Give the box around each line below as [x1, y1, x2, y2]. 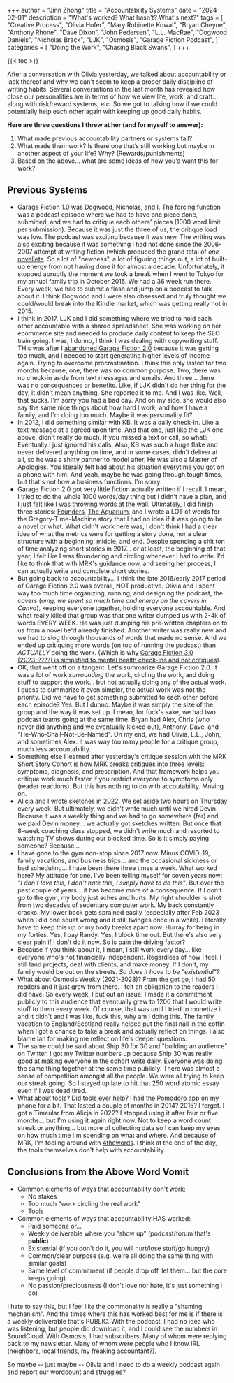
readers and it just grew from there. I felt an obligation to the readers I [17, 982, 218, 991]
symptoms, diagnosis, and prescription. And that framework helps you [17, 767, 220, 775]
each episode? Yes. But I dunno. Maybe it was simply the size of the [17, 700, 214, 709]
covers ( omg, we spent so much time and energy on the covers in [17, 596, 207, 604]
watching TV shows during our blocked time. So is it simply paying [17, 834, 210, 842]
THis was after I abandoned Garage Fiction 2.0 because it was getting [17, 344, 219, 352]
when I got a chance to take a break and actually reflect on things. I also [17, 1027, 225, 1035]
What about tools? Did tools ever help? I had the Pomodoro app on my [17, 1094, 219, 1102]
